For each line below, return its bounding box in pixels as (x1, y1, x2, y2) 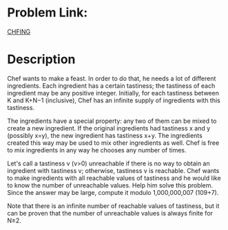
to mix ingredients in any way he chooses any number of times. (7, 146, 187, 154)
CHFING (7, 27, 31, 36)
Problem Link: (7, 5, 88, 21)
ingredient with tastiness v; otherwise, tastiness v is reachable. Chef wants (7, 166, 220, 174)
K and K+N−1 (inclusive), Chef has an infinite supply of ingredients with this (7, 96, 220, 104)
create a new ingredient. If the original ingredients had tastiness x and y (7, 124, 211, 132)
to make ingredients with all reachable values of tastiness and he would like (7, 174, 222, 182)
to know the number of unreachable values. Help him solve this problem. (7, 181, 214, 189)
